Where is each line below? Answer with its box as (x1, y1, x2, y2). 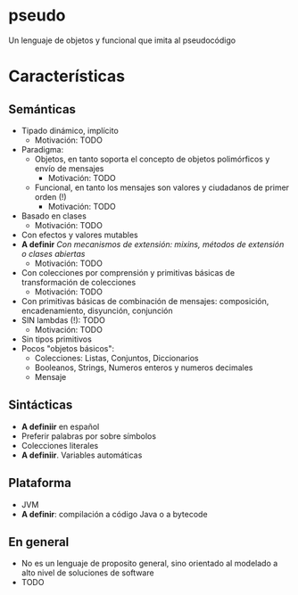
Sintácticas (8, 398, 73, 413)
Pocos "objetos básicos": (21, 343, 115, 353)
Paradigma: (21, 144, 64, 154)
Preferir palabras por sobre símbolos (21, 430, 157, 442)
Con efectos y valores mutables (21, 229, 139, 240)
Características (8, 66, 126, 87)
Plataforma (8, 475, 72, 491)
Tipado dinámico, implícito (21, 125, 120, 136)
